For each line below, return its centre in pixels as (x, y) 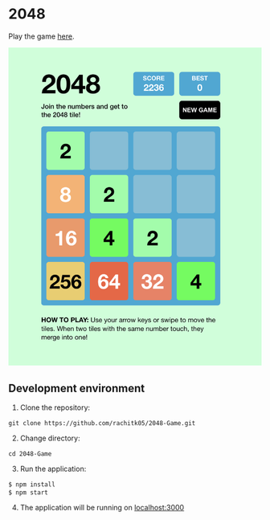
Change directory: (50, 438)
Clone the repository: (55, 407)
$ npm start (28, 492)
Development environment (77, 388)
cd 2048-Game (30, 454)
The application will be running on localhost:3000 (102, 507)
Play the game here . (41, 36)
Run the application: (53, 469)
